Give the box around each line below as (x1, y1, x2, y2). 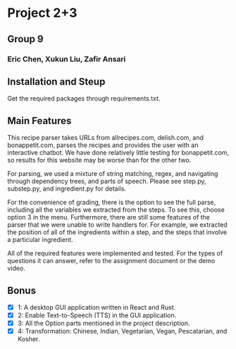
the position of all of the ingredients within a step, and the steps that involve (7, 228, 228, 236)
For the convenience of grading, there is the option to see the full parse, (7, 198, 216, 207)
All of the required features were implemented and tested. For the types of (7, 249, 223, 258)
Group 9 (7, 33, 44, 45)
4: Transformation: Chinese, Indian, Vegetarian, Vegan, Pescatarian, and (17, 327, 228, 336)
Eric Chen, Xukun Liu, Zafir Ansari (7, 54, 126, 64)
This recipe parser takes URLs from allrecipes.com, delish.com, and (7, 134, 204, 142)
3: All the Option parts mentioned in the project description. (17, 319, 190, 328)
